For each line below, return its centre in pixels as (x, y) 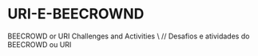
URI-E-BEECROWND (76, 14)
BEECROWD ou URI (40, 44)
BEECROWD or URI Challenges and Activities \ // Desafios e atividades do (129, 36)
